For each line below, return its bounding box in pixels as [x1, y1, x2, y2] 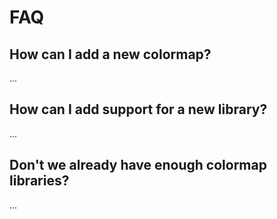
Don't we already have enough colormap [9, 157, 267, 174]
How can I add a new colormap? [9, 46, 212, 63]
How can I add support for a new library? [9, 101, 268, 118]
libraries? [9, 172, 70, 190]
